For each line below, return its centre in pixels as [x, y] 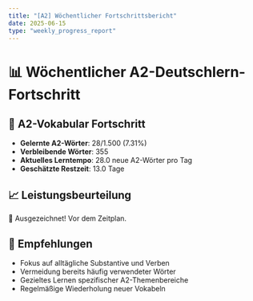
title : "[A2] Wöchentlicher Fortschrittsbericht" [93, 16]
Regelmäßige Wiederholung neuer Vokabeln [92, 289]
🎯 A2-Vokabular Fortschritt [77, 124]
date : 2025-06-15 [37, 23]
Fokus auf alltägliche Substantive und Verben [94, 263]
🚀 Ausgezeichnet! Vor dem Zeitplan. [67, 218]
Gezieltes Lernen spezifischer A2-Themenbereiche [104, 280]
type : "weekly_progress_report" [62, 31]
